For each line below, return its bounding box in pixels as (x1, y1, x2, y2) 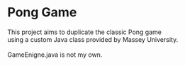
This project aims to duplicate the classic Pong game (7, 28, 162, 36)
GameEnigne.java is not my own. (7, 50, 103, 59)
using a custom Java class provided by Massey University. (7, 35, 179, 43)
